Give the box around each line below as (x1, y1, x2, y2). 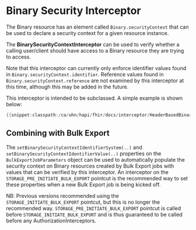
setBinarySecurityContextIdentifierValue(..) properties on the (6, 150, 162, 157)
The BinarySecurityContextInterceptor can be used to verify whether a (6, 41, 180, 48)
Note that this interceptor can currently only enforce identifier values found (6, 64, 187, 71)
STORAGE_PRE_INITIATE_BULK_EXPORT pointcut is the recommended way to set (6, 175, 188, 182)
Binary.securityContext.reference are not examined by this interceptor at (6, 77, 184, 84)
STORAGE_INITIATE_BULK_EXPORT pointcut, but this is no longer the (6, 198, 160, 205)
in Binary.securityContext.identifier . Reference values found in (6, 71, 164, 78)
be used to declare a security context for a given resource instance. (6, 29, 169, 36)
